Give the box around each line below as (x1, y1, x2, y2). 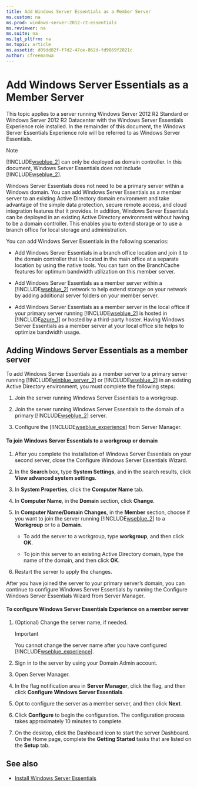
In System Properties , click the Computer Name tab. (14, 486, 144, 493)
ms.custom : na (6, 14, 41, 20)
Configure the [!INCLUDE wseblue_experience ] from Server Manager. (14, 424, 182, 431)
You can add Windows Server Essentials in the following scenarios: (6, 238, 169, 245)
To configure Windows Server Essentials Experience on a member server (6, 606, 189, 613)
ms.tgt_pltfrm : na (6, 36, 51, 42)
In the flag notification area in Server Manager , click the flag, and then (14, 682, 186, 689)
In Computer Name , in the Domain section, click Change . (14, 497, 155, 504)
